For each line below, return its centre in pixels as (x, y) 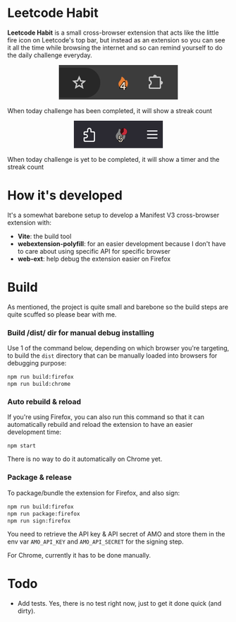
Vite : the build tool (44, 236)
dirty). (26, 611)
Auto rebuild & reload (44, 402)
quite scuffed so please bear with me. (62, 314)
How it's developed (65, 195)
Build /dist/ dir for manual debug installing (81, 332)
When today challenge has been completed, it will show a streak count (110, 110)
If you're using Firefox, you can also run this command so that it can (106, 417)
